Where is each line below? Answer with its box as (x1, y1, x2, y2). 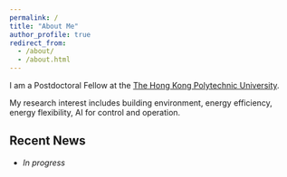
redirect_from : (9, 38, 67, 48)
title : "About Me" (9, 22, 79, 31)
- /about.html (17, 55, 71, 64)
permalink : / (9, 13, 59, 23)
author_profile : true (9, 30, 91, 39)
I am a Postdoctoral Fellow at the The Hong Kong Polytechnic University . (9, 80, 280, 90)
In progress (22, 157, 66, 168)
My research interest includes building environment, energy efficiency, (9, 98, 273, 108)
